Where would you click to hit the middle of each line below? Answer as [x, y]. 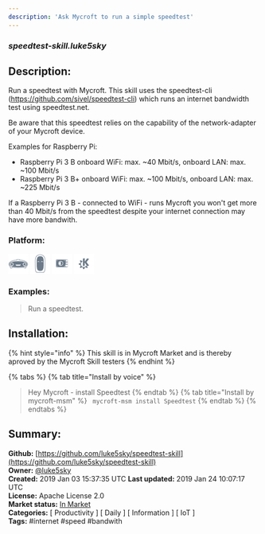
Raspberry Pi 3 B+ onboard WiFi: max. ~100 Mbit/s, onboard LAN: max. [136, 179]
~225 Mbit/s [40, 188]
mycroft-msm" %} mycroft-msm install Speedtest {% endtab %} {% [142, 400]
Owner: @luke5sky [40, 470]
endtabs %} [47, 409]
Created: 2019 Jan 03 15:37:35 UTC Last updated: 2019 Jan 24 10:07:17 [127, 478]
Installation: [39, 334]
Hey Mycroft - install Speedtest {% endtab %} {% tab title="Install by [141, 392]
